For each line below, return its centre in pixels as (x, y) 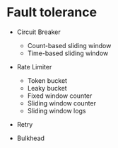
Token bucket (47, 80)
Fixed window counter (60, 96)
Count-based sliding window (69, 45)
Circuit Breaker (39, 32)
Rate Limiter (34, 67)
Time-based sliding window (68, 53)
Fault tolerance (52, 12)
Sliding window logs (57, 110)
